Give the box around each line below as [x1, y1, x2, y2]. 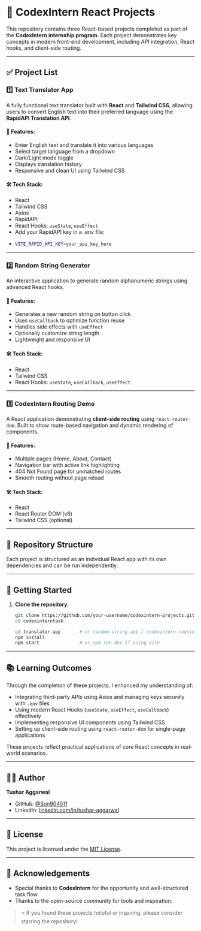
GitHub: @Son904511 [14, 800, 68, 807]
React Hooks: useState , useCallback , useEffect [14, 378, 130, 385]
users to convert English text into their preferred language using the [6, 108, 173, 115]
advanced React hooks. [6, 284, 65, 291]
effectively [14, 713, 41, 720]
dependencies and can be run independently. [6, 562, 118, 569]
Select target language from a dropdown [14, 147, 115, 155]
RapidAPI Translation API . [6, 114, 72, 122]
